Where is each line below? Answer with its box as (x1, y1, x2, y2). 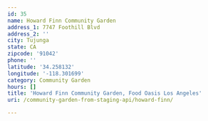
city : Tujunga (7, 37, 50, 44)
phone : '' (7, 57, 37, 64)
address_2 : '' (7, 30, 50, 38)
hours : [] (7, 83, 37, 90)
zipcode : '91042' (7, 51, 59, 58)
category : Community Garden (7, 76, 91, 84)
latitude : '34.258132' (7, 63, 75, 70)
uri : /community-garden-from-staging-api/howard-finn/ (7, 97, 174, 104)
